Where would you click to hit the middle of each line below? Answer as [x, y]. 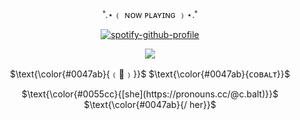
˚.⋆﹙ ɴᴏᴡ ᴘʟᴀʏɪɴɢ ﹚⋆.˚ [150, 14]
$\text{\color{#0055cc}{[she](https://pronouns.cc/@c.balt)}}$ [150, 94]
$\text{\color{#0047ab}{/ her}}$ [150, 104]
